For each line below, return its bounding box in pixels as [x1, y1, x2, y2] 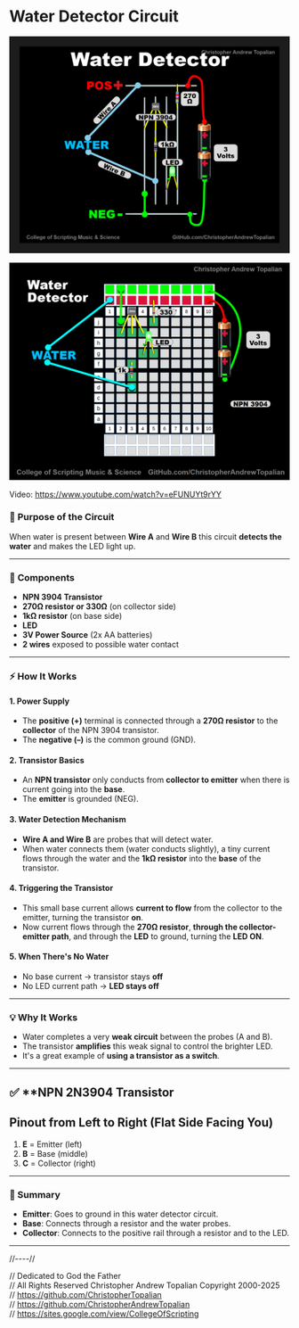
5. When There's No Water [9, 952, 109, 962]
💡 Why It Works [9, 1011, 78, 1024]
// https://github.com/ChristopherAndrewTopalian [9, 1299, 190, 1309]
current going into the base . [21, 784, 125, 795]
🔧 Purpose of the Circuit [9, 511, 115, 524]
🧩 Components [9, 571, 76, 583]
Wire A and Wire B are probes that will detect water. [21, 834, 214, 845]
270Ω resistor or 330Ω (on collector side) [21, 601, 176, 612]
